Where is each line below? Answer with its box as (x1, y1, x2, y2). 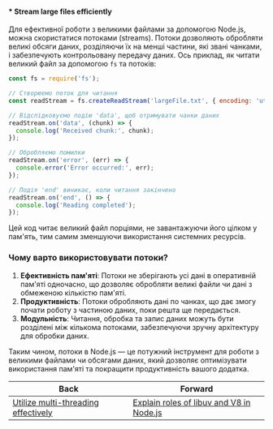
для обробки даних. (19, 331, 89, 341)
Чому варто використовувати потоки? (8, 252, 169, 264)
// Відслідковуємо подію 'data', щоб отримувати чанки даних (8, 111, 220, 119)
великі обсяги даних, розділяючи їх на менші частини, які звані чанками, (8, 41, 262, 52)
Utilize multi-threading (12, 397, 99, 408)
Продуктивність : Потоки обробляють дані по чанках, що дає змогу (19, 296, 257, 306)
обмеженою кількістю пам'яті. (19, 288, 127, 298)
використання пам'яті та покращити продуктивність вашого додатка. (8, 363, 249, 373)
